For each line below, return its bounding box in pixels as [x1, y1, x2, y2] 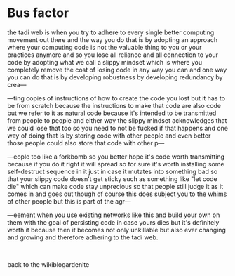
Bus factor [7, 5, 69, 21]
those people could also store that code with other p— [7, 138, 165, 147]
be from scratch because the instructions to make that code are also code [7, 101, 222, 110]
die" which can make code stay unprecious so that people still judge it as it [7, 182, 224, 190]
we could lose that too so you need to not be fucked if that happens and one [7, 124, 228, 132]
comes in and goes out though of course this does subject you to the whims [7, 190, 227, 198]
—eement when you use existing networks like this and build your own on [7, 211, 220, 219]
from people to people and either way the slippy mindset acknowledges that [7, 116, 227, 124]
